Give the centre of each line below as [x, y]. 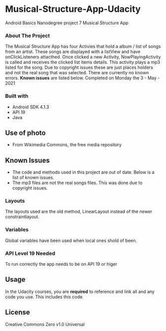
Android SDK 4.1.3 [31, 107]
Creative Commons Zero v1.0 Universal [45, 324]
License [18, 312]
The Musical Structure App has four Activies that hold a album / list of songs [83, 47]
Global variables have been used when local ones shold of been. [71, 240]
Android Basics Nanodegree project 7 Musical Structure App [67, 23]
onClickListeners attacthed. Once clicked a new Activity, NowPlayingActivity [83, 57]
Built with [17, 96]
